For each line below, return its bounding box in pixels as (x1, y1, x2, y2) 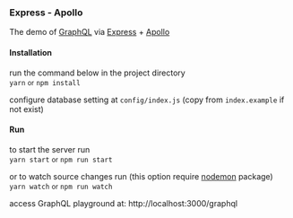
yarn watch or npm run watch (9, 182, 113, 191)
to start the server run (9, 144, 90, 154)
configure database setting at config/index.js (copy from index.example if (9, 94, 285, 105)
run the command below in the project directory (9, 67, 185, 78)
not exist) (9, 103, 45, 114)
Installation (9, 47, 52, 57)
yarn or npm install (9, 78, 81, 87)
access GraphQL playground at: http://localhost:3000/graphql (9, 197, 238, 208)
